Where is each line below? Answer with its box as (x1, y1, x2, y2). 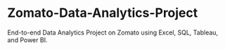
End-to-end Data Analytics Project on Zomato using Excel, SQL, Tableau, (7, 28, 219, 37)
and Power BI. (7, 35, 48, 44)
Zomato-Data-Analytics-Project (7, 5, 198, 21)
